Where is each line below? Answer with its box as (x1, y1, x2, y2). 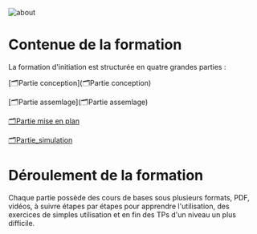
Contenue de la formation (8, 36, 182, 54)
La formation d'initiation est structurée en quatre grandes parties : (8, 62, 226, 71)
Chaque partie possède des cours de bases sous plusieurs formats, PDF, (8, 192, 251, 202)
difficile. (8, 218, 35, 228)
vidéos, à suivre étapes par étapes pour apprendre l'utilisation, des (8, 201, 230, 211)
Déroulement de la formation (8, 167, 204, 184)
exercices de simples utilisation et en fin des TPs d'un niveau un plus (8, 209, 237, 220)
